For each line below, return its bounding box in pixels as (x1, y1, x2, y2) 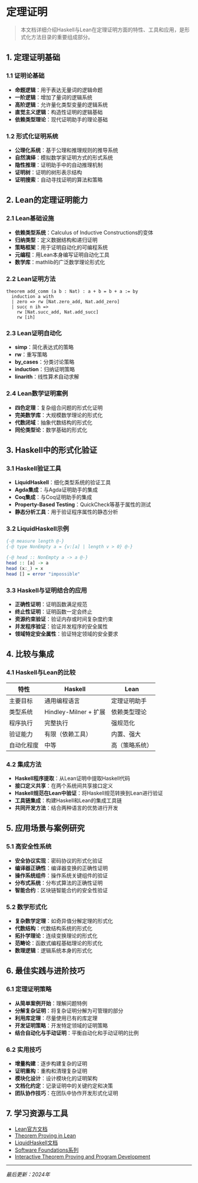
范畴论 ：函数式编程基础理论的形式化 (14, 939, 103, 947)
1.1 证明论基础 (6, 72, 45, 80)
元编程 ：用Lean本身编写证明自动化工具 (14, 251, 110, 258)
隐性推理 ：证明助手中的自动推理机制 (14, 161, 103, 168)
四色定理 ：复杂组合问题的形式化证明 (14, 404, 103, 411)
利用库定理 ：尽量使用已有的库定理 (14, 1015, 98, 1022)
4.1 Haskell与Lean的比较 (6, 669, 76, 677)
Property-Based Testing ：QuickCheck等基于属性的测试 (14, 501, 151, 508)
